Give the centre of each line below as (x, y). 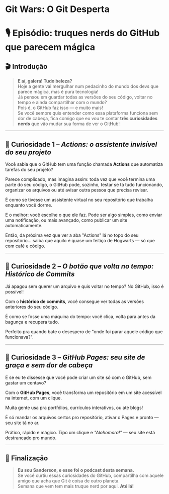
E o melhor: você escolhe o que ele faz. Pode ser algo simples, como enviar (84, 215)
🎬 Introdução (26, 66)
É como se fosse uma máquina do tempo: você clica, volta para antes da (80, 316)
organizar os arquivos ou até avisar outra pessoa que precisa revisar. (77, 190)
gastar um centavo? (26, 382)
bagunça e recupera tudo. (32, 322)
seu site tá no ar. (22, 423)
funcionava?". (19, 337)
